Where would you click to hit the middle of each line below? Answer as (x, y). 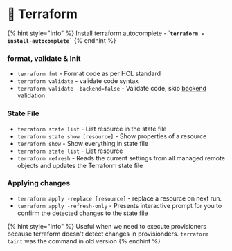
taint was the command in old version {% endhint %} (84, 241)
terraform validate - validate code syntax (78, 81)
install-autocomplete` (40, 41)
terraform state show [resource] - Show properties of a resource (112, 136)
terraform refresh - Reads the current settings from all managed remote (121, 158)
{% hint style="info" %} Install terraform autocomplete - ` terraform (103, 33)
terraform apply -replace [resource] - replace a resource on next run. (119, 198)
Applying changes (39, 183)
